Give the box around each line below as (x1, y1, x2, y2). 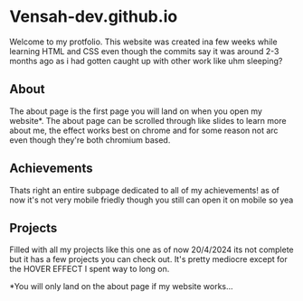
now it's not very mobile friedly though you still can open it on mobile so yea (9, 194, 294, 205)
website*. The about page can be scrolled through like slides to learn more (9, 115, 287, 126)
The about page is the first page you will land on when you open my (9, 106, 262, 117)
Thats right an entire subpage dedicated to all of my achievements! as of (9, 184, 280, 195)
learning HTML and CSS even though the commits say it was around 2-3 (9, 45, 279, 56)
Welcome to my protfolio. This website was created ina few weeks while (9, 36, 278, 47)
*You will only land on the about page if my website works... (9, 281, 233, 292)
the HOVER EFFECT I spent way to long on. (9, 264, 170, 275)
